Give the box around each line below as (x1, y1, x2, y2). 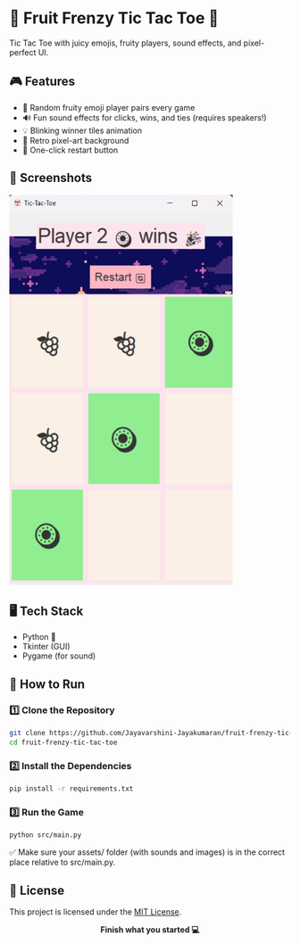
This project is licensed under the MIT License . (9, 906, 182, 917)
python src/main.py (9, 831, 82, 840)
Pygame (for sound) (21, 650, 96, 661)
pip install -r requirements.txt (9, 784, 134, 793)
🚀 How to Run (9, 676, 86, 691)
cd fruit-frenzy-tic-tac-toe (9, 738, 118, 747)
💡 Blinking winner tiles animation (21, 125, 143, 136)
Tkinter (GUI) (21, 642, 71, 652)
